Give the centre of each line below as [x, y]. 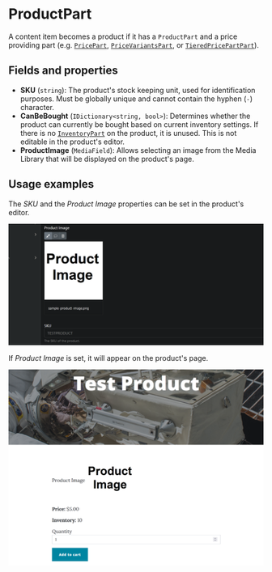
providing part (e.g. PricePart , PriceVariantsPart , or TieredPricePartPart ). [134, 44]
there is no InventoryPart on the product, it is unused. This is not [128, 133]
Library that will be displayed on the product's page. [107, 159]
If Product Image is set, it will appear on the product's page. [108, 358]
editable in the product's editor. [72, 142]
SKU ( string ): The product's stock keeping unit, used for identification [138, 90]
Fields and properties [64, 71]
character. [37, 107]
